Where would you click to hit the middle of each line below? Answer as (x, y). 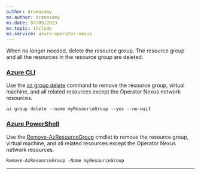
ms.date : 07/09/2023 (32, 23)
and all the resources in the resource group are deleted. (75, 57)
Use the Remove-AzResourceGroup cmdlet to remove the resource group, (98, 137)
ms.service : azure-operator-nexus (49, 34)
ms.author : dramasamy (33, 17)
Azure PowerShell (33, 124)
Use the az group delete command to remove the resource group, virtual (95, 85)
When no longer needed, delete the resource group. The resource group (95, 51)
